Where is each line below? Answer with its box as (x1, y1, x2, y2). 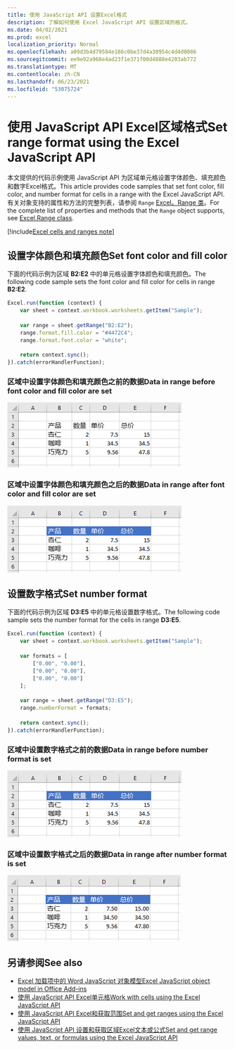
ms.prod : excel (7, 34, 52, 41)
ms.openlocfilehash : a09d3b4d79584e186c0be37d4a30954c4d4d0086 (7, 49, 197, 56)
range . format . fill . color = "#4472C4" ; (20, 329, 134, 336)
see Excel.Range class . (7, 214, 74, 222)
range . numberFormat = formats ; (20, 704, 112, 712)
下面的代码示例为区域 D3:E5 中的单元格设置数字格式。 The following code (7, 608, 220, 616)
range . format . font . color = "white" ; (20, 336, 128, 344)
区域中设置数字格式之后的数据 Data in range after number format (7, 849, 227, 859)
